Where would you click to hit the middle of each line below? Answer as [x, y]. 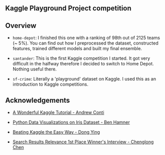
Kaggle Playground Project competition [68, 8]
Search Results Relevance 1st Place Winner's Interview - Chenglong [83, 142]
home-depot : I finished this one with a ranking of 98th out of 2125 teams [86, 38]
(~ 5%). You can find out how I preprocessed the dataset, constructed [86, 43]
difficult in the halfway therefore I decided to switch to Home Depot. [83, 64]
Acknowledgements [38, 100]
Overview [21, 26]
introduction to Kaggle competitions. [50, 84]
